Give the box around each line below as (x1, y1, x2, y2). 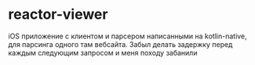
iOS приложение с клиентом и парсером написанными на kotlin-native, (8, 31, 247, 41)
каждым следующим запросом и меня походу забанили (8, 48, 198, 57)
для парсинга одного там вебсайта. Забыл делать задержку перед (8, 39, 233, 49)
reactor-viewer (8, 5, 108, 23)
